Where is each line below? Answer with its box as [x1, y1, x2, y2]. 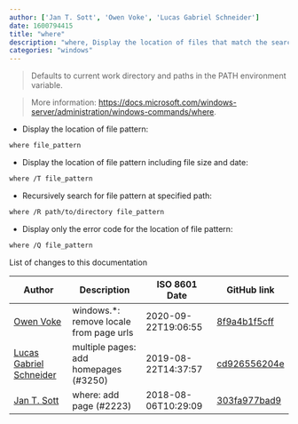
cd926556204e [216, 357, 285, 370]
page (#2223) [72, 399, 132, 412]
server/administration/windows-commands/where [30, 107, 215, 117]
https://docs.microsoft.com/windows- [98, 97, 237, 108]
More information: [30, 97, 98, 108]
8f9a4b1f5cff [216, 315, 275, 327]
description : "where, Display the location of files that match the [9, 37, 268, 47]
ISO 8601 [156, 277, 198, 290]
